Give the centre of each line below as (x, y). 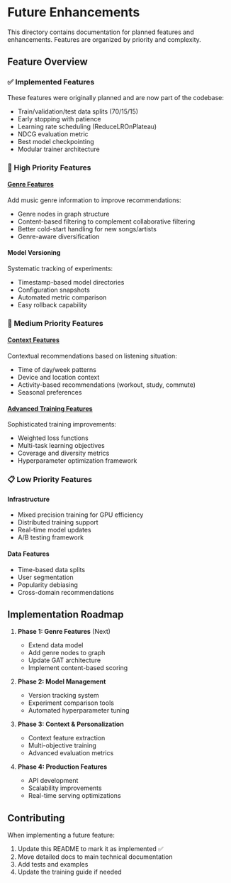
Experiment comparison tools (71, 703)
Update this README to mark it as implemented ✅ (91, 849)
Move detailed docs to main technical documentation (95, 857)
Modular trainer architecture (59, 149)
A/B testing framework (50, 537)
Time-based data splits (51, 569)
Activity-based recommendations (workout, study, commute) (107, 385)
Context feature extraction (67, 738)
